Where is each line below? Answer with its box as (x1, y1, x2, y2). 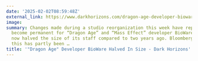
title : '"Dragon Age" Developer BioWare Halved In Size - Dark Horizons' (6, 46, 192, 52)
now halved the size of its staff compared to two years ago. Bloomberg (11, 35, 194, 41)
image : (6, 19, 22, 25)
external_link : (6, 14, 44, 20)
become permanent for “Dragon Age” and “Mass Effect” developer (11, 30, 173, 36)
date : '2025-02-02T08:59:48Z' (6, 8, 81, 15)
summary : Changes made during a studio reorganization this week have (6, 24, 183, 31)
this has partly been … (11, 41, 70, 47)
